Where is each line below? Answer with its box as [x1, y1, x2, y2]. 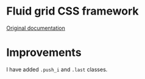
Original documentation [6, 24, 66, 32]
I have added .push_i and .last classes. [6, 66, 108, 73]
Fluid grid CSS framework [6, 4, 139, 18]
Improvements [6, 46, 82, 60]
